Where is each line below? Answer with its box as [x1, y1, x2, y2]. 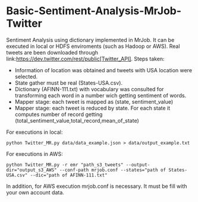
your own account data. [6, 188, 64, 196]
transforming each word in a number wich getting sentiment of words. [14, 92, 187, 99]
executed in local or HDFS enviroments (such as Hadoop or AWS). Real [6, 43, 180, 50]
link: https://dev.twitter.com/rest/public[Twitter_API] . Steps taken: [6, 55, 165, 62]
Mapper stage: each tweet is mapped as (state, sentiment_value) [14, 98, 174, 105]
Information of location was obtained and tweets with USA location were [14, 66, 192, 73]
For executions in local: [6, 129, 63, 136]
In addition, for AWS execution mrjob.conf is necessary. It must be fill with [6, 182, 187, 190]
